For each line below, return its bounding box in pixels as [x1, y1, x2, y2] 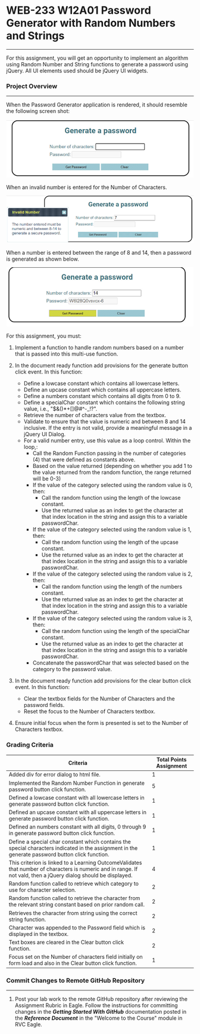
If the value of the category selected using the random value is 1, [32, 526, 192, 533]
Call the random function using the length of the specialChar [41, 628, 190, 635]
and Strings [6, 29, 65, 42]
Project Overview [6, 82, 58, 90]
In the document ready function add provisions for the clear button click [14, 677, 192, 684]
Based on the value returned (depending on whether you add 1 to [32, 463, 192, 470]
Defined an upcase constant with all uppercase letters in [8, 809, 147, 816]
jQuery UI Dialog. [23, 431, 66, 438]
